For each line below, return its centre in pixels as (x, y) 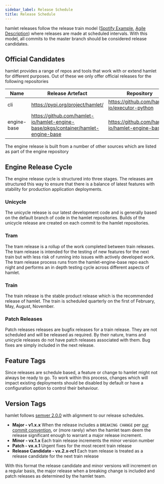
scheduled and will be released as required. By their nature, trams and (76, 335)
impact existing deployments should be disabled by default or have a (74, 383)
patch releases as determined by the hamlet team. (55, 476)
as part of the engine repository (37, 152)
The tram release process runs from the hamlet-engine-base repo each (77, 262)
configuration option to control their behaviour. (52, 388)
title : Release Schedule (30, 14)
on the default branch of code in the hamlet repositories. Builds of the (75, 218)
